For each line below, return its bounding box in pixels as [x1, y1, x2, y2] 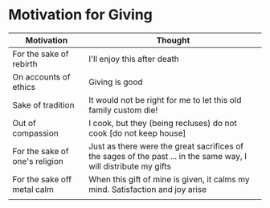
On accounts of [12, 71, 71, 82]
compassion [12, 127, 59, 138]
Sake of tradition [12, 99, 75, 110]
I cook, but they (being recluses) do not [88, 117, 237, 128]
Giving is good [88, 76, 143, 88]
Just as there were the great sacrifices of [88, 141, 243, 152]
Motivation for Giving [8, 6, 153, 24]
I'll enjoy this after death [88, 53, 179, 64]
